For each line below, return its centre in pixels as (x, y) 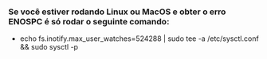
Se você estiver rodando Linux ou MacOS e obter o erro (117, 12)
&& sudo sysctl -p (49, 47)
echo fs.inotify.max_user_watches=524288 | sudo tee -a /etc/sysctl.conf (139, 39)
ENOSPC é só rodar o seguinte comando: (89, 21)
